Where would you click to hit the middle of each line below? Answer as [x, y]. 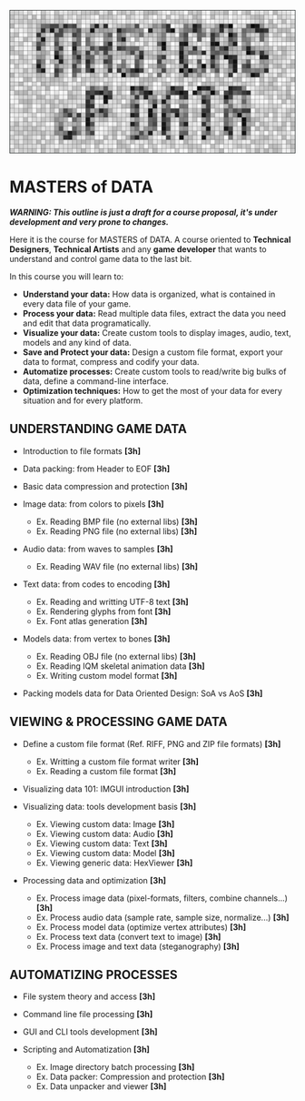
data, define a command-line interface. [96, 381]
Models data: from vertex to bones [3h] [96, 639]
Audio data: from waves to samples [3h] [98, 549]
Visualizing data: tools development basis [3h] [109, 806]
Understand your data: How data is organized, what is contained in [149, 294]
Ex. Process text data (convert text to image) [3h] [128, 936]
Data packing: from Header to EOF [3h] [96, 469]
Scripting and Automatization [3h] [86, 1050]
